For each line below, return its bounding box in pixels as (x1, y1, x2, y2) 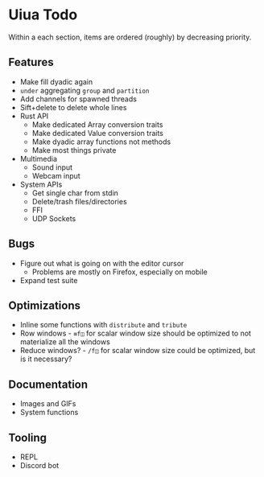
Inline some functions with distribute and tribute (19, 320, 188, 330)
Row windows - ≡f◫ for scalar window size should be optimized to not (19, 328, 252, 339)
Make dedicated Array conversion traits (31, 119, 163, 130)
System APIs (19, 179, 63, 189)
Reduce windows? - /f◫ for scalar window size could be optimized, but (19, 346, 256, 356)
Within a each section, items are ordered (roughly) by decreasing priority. (8, 32, 252, 42)
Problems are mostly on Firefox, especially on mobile (31, 267, 208, 277)
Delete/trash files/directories (31, 196, 127, 206)
